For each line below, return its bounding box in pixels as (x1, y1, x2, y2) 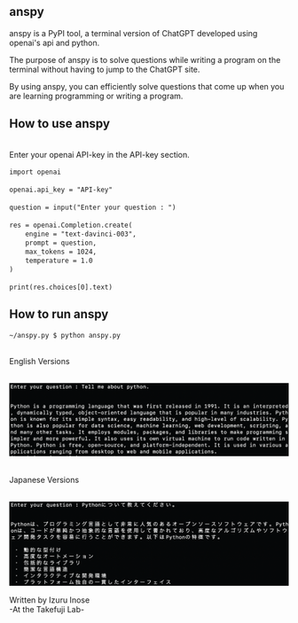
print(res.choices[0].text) (9, 283, 114, 292)
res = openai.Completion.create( (9, 221, 133, 230)
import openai (9, 167, 62, 176)
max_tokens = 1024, (25, 247, 98, 256)
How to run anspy (9, 307, 109, 322)
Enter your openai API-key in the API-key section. (9, 149, 191, 160)
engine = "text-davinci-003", (25, 230, 137, 238)
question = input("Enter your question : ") (9, 203, 176, 212)
